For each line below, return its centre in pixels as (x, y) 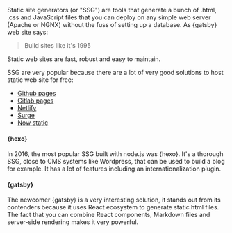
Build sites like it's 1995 (58, 45)
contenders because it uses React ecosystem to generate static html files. (113, 207)
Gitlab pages (35, 101)
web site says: (28, 32)
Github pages (36, 93)
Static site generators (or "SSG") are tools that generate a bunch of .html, (112, 10)
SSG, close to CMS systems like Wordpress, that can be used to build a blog (116, 162)
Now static (33, 123)
